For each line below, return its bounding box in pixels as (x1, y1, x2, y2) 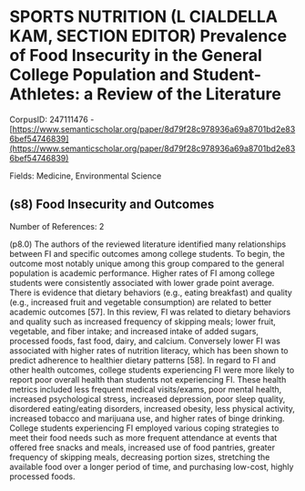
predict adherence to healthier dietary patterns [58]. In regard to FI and (9, 354, 276, 365)
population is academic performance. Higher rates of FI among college (9, 267, 275, 279)
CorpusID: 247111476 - (9, 114, 95, 125)
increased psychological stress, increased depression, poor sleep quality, (9, 394, 286, 404)
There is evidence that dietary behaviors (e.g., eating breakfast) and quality (9, 287, 293, 298)
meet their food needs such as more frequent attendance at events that (9, 432, 278, 443)
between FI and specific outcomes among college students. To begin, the (9, 248, 285, 259)
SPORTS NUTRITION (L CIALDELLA (9, 6, 278, 27)
